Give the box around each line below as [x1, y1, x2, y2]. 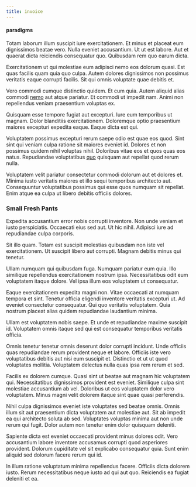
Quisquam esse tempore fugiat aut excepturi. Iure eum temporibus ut [6, 111, 173, 118]
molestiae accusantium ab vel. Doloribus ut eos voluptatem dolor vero [6, 385, 174, 392]
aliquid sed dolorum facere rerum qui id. [6, 451, 103, 458]
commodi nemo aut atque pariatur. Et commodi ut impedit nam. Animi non [6, 93, 184, 100]
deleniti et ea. [6, 475, 39, 482]
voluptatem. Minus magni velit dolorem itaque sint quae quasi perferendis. [6, 392, 185, 399]
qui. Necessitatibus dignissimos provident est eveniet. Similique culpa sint [6, 379, 184, 386]
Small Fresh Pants [6, 204, 59, 212]
